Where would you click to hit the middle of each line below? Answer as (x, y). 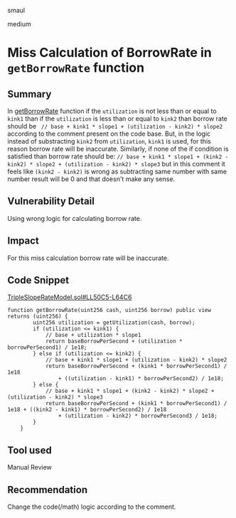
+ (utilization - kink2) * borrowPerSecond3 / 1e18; (138, 416)
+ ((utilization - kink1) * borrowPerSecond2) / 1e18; (141, 379)
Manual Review (29, 468)
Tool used (29, 450)
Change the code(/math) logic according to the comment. (92, 507)
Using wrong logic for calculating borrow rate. (75, 218)
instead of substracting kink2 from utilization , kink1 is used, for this (109, 141)
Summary (29, 94)
